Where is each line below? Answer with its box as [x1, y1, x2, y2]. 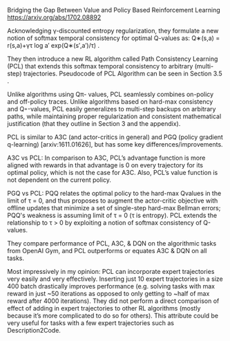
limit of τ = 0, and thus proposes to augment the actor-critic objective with [7, 196, 218, 205]
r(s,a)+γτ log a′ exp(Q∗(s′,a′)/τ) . [7, 42, 100, 49]
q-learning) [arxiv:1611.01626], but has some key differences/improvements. [7, 140, 223, 148]
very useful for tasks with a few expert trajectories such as [7, 319, 175, 327]
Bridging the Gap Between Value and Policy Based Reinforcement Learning [7, 6, 221, 14]
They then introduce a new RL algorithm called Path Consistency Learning [7, 55, 218, 63]
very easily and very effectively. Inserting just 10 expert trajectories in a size [7, 275, 223, 283]
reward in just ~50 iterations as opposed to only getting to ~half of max [7, 290, 210, 297]
